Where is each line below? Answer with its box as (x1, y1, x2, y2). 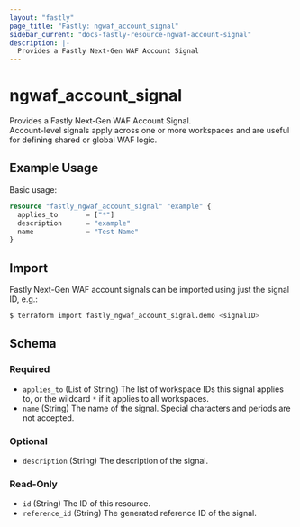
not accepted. (22, 412, 75, 423)
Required (9, 363, 50, 376)
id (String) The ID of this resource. (22, 498, 151, 509)
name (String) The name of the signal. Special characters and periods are (22, 403, 291, 413)
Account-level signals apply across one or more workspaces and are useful (9, 125, 290, 136)
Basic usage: (9, 184, 58, 195)
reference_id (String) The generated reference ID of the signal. (22, 508, 257, 519)
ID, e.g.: (9, 294, 39, 304)
